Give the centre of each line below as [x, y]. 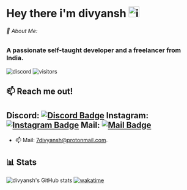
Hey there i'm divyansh [66, 14]
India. [15, 58]
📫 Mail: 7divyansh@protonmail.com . [61, 140]
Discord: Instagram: [77, 116]
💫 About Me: [22, 31]
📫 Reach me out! [40, 92]
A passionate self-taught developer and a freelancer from [94, 50]
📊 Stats [22, 162]
